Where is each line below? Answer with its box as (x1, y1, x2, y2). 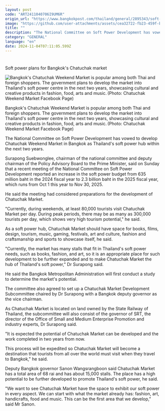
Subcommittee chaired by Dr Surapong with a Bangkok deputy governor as (5, 291, 157, 296)
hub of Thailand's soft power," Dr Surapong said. (5, 261, 104, 267)
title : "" (5, 26, 26, 30)
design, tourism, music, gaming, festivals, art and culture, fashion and (5, 231, 146, 236)
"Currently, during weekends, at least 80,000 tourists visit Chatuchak (5, 205, 145, 211)
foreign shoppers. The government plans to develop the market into (5, 110, 142, 116)
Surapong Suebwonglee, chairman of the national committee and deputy (5, 155, 152, 161)
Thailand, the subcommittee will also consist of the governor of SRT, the (5, 311, 151, 317)
